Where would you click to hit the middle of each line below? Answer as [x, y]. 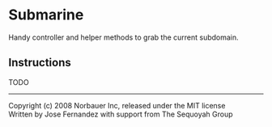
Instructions [40, 63]
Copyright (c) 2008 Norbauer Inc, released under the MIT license [117, 105]
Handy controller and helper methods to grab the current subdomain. [123, 37]
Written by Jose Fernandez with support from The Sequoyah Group [121, 114]
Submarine [46, 15]
